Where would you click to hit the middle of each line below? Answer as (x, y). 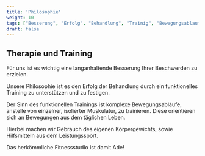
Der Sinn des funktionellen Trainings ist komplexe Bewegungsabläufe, (94, 104)
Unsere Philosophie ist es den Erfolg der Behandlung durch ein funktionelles (102, 86)
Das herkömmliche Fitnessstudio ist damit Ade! (65, 148)
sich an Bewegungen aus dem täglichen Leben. (66, 117)
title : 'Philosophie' (34, 12)
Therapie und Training (49, 53)
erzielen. (17, 75)
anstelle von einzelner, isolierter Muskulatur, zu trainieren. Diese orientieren (101, 111)
